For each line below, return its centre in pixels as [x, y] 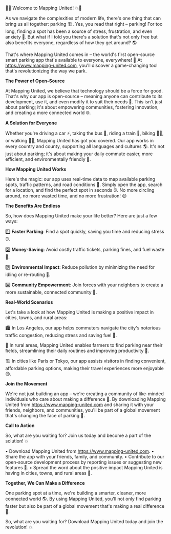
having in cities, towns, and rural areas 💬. [49, 473]
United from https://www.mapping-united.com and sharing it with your [80, 404]
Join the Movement [26, 384]
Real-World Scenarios [29, 302]
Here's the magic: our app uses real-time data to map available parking [80, 179]
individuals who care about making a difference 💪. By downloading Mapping [86, 399]
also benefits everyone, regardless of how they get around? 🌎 [71, 43]
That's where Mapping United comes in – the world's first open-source [80, 54]
